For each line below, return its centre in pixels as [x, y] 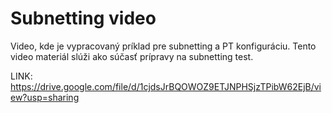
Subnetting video [83, 18]
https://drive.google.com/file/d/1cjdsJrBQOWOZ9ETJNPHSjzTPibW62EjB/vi [166, 86]
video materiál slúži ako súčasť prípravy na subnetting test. [132, 56]
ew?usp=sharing [45, 97]
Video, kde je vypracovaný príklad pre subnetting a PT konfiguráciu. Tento [163, 46]
